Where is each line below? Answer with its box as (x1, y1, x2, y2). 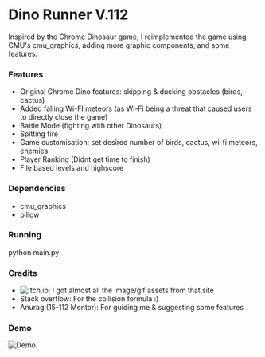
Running (8, 229, 42, 241)
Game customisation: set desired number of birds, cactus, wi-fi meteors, (19, 138, 259, 147)
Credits (8, 267, 37, 278)
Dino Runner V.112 (8, 6, 129, 24)
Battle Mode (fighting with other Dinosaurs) (19, 121, 162, 131)
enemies (19, 146, 49, 156)
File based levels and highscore (19, 163, 124, 173)
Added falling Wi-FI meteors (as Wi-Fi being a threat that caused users (19, 104, 252, 113)
